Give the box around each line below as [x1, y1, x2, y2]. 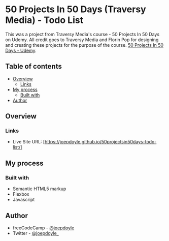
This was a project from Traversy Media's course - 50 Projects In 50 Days [5, 31, 160, 37]
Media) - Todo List [5, 14, 84, 26]
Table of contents [5, 62, 62, 71]
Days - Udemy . [5, 47, 37, 53]
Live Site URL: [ [12, 139, 45, 145]
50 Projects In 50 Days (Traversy [5, 4, 146, 15]
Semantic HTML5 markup [12, 186, 66, 192]
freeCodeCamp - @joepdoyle [12, 225, 75, 231]
